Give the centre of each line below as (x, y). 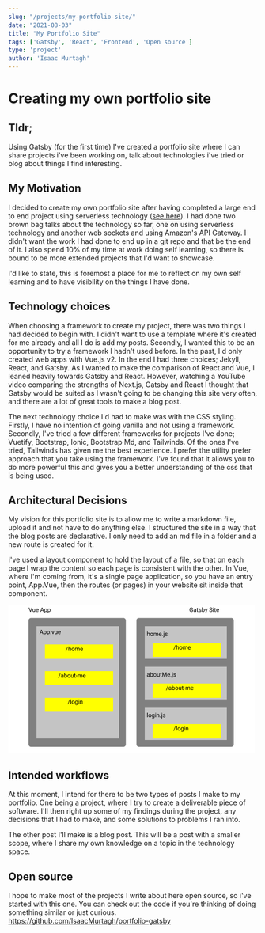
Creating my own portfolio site (110, 99)
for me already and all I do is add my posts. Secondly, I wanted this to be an (131, 342)
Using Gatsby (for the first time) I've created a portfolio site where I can (124, 147)
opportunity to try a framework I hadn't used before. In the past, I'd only (125, 351)
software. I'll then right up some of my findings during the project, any (122, 811)
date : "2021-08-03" (40, 25)
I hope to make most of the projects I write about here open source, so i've (130, 896)
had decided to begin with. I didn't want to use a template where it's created (132, 334)
